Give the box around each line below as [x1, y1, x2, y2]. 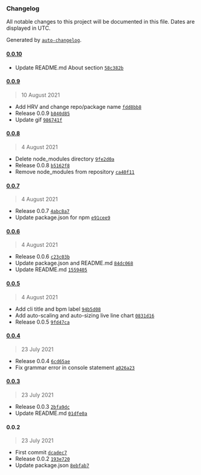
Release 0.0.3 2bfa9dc [15, 403, 70, 410]
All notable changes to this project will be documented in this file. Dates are [6, 18, 196, 26]
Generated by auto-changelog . [6, 36, 82, 44]
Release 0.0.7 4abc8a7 [15, 207, 70, 215]
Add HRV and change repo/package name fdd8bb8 [15, 103, 141, 110]
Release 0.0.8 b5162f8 [15, 161, 70, 168]
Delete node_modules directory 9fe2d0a [15, 155, 115, 162]
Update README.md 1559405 [15, 266, 87, 273]
